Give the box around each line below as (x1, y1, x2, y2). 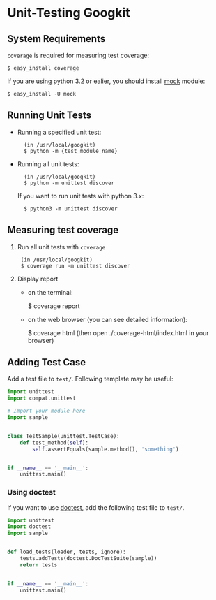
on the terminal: (27, 288, 73, 296)
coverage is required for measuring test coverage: (7, 51, 150, 59)
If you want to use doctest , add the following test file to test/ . (7, 503, 185, 511)
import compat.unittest (7, 395, 77, 402)
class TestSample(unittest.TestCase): (7, 432, 120, 439)
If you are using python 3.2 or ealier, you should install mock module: (7, 77, 206, 85)
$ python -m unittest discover (24, 180, 115, 186)
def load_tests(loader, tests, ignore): (7, 548, 127, 556)
